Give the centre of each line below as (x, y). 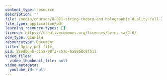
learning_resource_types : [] (35, 28)
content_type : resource (30, 10)
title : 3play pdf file (29, 47)
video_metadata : (22, 65)
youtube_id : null (28, 70)
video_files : (19, 56)
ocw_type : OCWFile (24, 38)
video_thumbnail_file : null (39, 61)
